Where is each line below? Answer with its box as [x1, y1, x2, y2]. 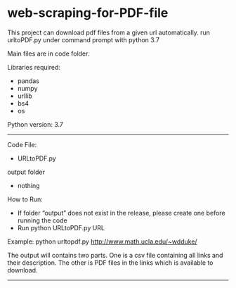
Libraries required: [7, 63, 61, 71]
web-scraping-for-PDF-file [7, 5, 169, 21]
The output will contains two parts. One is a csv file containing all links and [7, 251, 223, 259]
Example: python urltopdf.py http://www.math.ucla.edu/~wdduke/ [7, 237, 198, 246]
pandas [17, 76, 40, 85]
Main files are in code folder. [7, 49, 90, 58]
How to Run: [7, 195, 44, 204]
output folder [7, 168, 46, 176]
